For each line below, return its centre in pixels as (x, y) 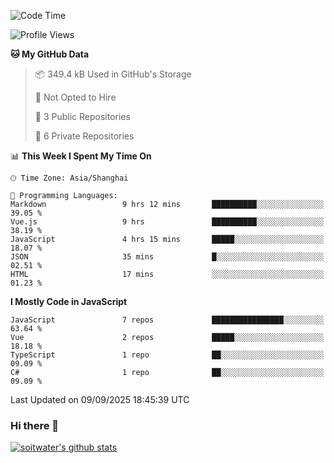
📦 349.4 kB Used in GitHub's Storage (113, 74)
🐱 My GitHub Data (50, 54)
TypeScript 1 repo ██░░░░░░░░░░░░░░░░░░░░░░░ (167, 355)
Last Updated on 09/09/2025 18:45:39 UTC (100, 399)
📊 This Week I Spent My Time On (81, 156)
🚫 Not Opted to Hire (75, 97)
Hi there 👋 (35, 425)
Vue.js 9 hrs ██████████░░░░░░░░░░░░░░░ (167, 222)
